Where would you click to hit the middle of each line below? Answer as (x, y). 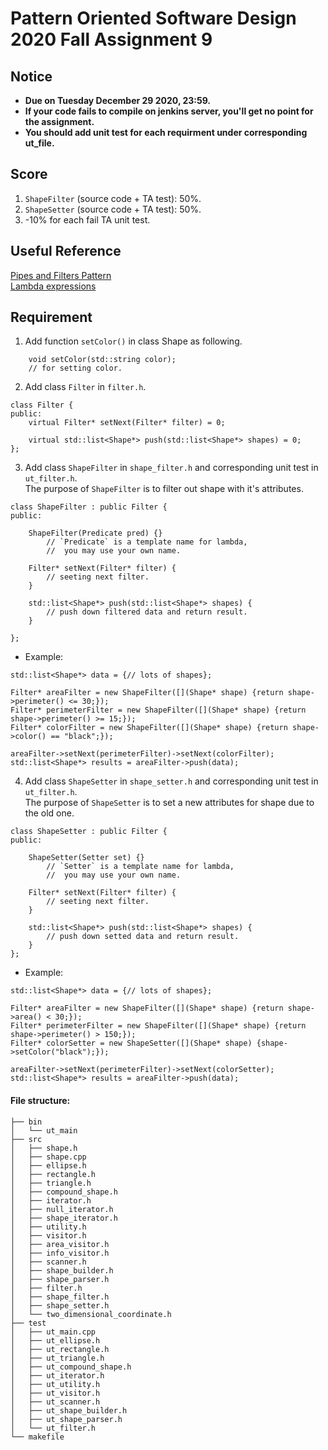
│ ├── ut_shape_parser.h (66, 1419)
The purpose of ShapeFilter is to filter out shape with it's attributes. (164, 489)
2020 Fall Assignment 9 (111, 39)
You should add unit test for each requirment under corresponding (166, 132)
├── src (26, 1139)
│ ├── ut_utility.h (55, 1384)
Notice (31, 76)
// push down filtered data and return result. (147, 612)
